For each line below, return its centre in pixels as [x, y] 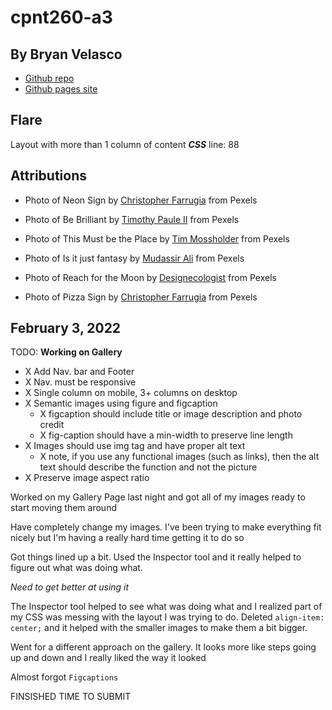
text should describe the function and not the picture [148, 467]
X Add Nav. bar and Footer [79, 372]
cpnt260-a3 [61, 17]
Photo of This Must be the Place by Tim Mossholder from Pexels [157, 238]
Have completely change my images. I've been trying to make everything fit [166, 527]
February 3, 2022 [66, 328]
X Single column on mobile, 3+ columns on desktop [131, 393]
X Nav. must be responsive [80, 382]
